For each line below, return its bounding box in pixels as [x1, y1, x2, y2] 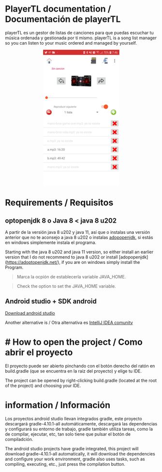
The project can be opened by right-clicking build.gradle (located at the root [5, 377, 157, 383]
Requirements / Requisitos [5, 197, 114, 208]
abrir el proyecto [5, 347, 73, 358]
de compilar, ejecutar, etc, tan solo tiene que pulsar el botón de [5, 431, 131, 437]
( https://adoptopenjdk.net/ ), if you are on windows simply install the [5, 259, 140, 265]
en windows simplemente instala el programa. [5, 239, 97, 245]
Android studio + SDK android [5, 297, 97, 306]
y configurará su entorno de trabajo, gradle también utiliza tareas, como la [5, 426, 153, 432]
